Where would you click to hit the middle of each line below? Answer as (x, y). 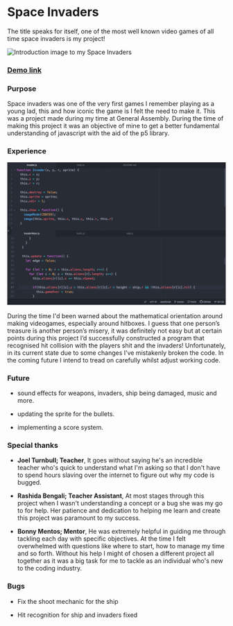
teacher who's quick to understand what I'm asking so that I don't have (119, 468)
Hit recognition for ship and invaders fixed (77, 615)
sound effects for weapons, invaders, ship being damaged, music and (117, 393)
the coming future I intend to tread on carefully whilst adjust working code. (114, 360)
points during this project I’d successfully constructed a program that (106, 338)
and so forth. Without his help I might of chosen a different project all (115, 554)
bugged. (29, 482)
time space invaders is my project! (56, 38)
